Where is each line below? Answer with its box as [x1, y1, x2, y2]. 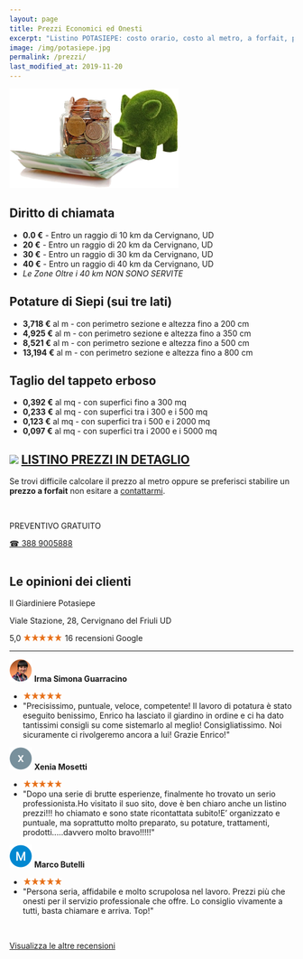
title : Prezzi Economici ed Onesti [9, 23, 143, 33]
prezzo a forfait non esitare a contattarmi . [9, 486, 166, 497]
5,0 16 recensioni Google [9, 633, 143, 644]
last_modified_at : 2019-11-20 [9, 62, 124, 71]
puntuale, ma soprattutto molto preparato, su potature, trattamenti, [22, 817, 271, 828]
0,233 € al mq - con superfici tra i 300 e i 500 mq [22, 406, 208, 417]
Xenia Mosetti [33, 761, 87, 772]
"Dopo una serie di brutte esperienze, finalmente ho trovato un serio [22, 788, 277, 799]
